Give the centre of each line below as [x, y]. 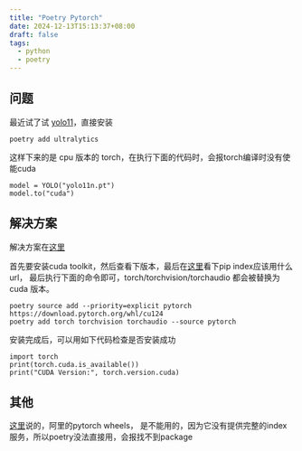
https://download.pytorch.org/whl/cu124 [87, 314]
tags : [19, 43]
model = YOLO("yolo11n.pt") [62, 185]
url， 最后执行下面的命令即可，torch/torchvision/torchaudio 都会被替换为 [145, 277]
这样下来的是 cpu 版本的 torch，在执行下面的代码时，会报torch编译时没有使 [150, 157]
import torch [34, 357]
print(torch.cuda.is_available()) [75, 364]
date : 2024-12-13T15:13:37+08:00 [72, 26]
